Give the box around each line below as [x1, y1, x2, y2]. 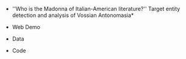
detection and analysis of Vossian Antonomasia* [12, 12, 134, 19]
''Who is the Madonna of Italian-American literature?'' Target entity [12, 5, 181, 12]
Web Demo [12, 24, 41, 30]
